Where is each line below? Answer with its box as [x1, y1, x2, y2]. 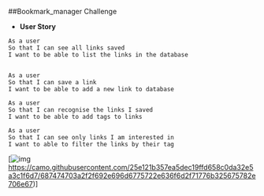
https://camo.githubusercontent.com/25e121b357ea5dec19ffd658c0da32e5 [8, 163, 254, 172]
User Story [19, 22, 57, 31]
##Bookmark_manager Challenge [8, 7, 117, 16]
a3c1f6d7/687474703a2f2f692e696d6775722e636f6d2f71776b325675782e [8, 171, 256, 180]
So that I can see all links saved [8, 44, 125, 52]
